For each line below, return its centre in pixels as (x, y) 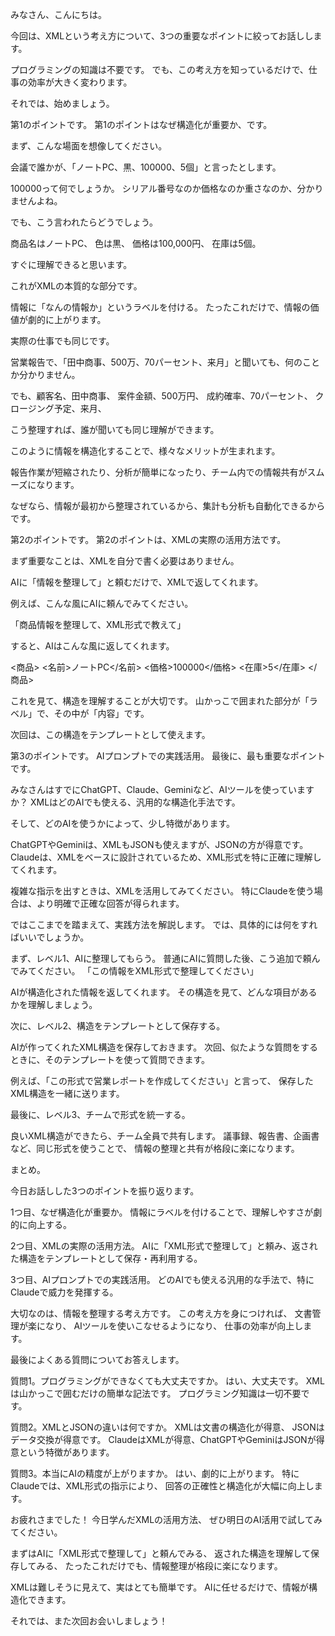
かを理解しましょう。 (54, 1004)
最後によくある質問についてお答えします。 (97, 1359)
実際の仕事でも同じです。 (62, 341)
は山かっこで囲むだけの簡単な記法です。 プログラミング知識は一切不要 (156, 1393)
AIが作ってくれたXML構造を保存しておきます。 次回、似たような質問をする (164, 1047)
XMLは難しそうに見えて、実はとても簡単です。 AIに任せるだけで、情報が (159, 1587)
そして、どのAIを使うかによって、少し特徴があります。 (123, 823)
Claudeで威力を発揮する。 (64, 1292)
